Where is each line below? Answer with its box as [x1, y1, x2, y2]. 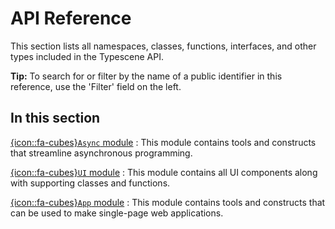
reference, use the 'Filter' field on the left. [10, 80, 182, 92]
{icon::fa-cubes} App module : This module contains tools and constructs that [10, 196, 326, 208]
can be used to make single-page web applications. [10, 207, 224, 219]
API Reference [10, 7, 132, 30]
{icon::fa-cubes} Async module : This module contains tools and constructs [10, 136, 317, 148]
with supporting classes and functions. [10, 177, 171, 189]
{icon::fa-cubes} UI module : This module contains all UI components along [10, 166, 318, 178]
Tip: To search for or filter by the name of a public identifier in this [10, 70, 283, 82]
